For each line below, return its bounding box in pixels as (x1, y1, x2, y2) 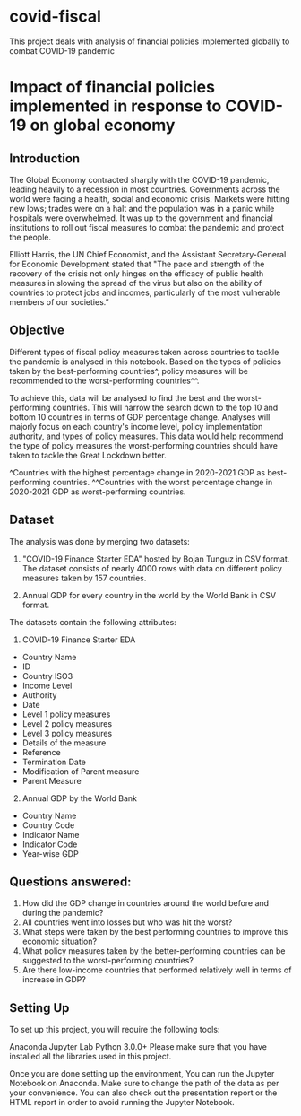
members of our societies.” (9, 296, 109, 307)
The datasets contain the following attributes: (9, 616, 176, 627)
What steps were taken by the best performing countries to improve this (21, 927, 288, 937)
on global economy (30, 115, 176, 135)
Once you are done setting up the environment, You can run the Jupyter (9, 1068, 275, 1079)
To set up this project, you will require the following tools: (9, 1024, 220, 1035)
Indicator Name (21, 829, 80, 840)
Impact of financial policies (9, 77, 215, 98)
